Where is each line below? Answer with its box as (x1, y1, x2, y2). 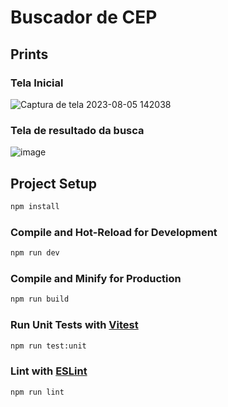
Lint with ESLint (10, 364, 88, 378)
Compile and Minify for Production (10, 271, 182, 285)
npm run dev (10, 248, 60, 258)
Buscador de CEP (10, 6, 158, 29)
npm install (10, 201, 60, 211)
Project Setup (10, 175, 98, 192)
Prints (10, 46, 49, 63)
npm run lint (10, 387, 65, 397)
